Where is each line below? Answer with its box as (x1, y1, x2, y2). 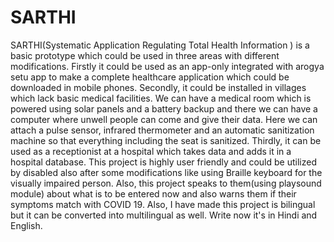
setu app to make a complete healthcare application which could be (10, 71, 290, 83)
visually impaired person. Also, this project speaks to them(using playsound (10, 177, 322, 189)
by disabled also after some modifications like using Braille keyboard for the (10, 166, 323, 178)
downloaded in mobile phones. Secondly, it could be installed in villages (10, 81, 307, 93)
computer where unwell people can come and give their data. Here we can (10, 113, 318, 125)
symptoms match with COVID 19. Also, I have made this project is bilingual (10, 198, 316, 210)
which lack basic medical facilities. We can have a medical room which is (10, 92, 312, 104)
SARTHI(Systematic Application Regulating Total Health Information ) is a (10, 39, 310, 51)
